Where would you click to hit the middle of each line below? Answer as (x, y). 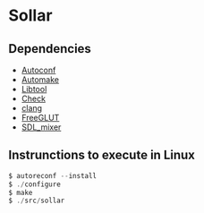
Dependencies (50, 49)
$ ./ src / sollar (37, 201)
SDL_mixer (41, 127)
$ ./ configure (35, 184)
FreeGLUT (40, 118)
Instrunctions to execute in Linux (102, 155)
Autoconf (38, 70)
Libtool (34, 89)
